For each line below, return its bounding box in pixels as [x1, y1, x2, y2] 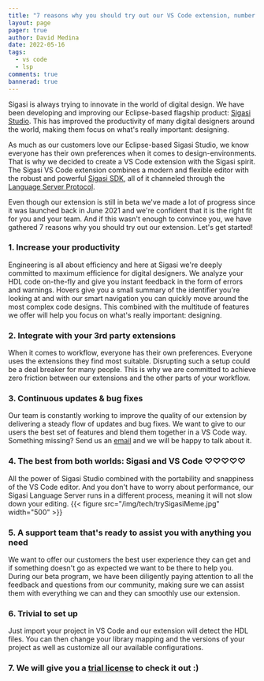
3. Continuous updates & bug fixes [8, 393, 143, 404]
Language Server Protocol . [8, 182, 96, 191]
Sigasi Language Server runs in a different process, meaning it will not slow [8, 491, 253, 500]
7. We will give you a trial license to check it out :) [8, 663, 199, 674]
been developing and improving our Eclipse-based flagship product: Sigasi [8, 107, 251, 117]
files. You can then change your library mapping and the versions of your [8, 634, 246, 644]
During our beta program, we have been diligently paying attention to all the [8, 571, 254, 581]
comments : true [8, 70, 58, 78]
